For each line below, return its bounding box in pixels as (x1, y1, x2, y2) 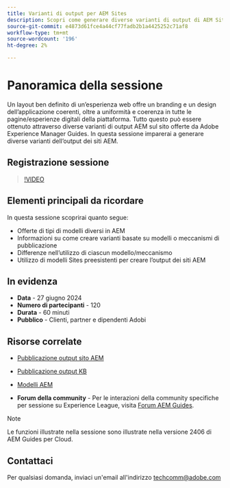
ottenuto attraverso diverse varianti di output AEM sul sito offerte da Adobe (7, 122, 219, 131)
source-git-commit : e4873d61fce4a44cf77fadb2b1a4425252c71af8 (7, 23, 188, 30)
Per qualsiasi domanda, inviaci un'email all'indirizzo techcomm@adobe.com (7, 474, 221, 481)
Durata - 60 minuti (16, 309, 70, 317)
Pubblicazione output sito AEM (16, 354, 104, 362)
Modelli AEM (16, 381, 53, 389)
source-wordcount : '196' (7, 36, 78, 43)
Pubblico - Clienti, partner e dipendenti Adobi (16, 315, 146, 324)
